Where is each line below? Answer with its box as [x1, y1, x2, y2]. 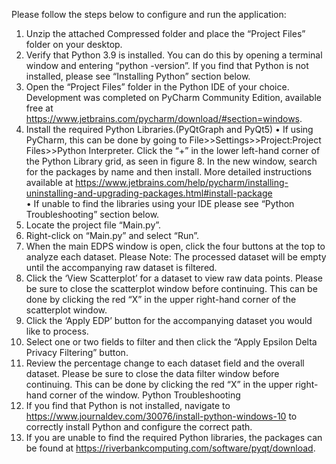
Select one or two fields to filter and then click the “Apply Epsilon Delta [25, 336, 318, 348]
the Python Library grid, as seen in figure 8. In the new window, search [25, 155, 318, 167]
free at [25, 102, 54, 114]
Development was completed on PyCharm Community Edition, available [25, 92, 322, 103]
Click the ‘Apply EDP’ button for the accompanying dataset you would [25, 315, 313, 326]
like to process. [25, 325, 89, 337]
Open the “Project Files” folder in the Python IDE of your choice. [25, 81, 290, 93]
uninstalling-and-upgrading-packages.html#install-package [25, 187, 273, 199]
